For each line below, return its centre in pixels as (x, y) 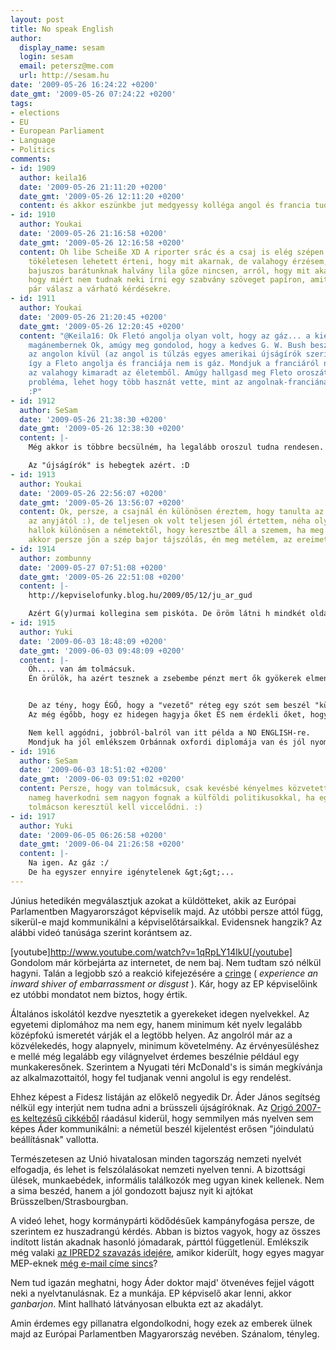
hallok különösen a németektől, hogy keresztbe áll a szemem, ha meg (176, 531)
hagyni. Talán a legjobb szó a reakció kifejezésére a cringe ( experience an (164, 973)
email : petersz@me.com (66, 66)
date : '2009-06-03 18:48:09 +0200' (93, 641)
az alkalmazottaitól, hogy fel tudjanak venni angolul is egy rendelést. (151, 1077)
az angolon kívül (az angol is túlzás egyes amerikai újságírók (165, 354)
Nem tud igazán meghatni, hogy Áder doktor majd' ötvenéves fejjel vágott (162, 1282)
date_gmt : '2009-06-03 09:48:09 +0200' (102, 651)
